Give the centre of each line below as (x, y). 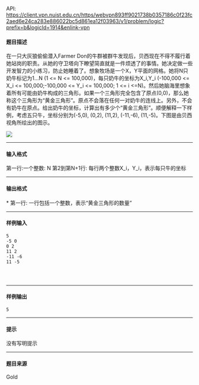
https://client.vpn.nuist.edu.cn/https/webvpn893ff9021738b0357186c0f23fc (99, 15)
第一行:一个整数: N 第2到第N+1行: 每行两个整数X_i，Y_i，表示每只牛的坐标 (96, 168)
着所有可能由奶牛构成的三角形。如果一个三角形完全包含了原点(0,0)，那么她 (98, 93)
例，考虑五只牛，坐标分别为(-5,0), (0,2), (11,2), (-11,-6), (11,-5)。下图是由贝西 (99, 115)
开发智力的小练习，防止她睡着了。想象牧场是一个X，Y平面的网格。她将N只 (97, 71)
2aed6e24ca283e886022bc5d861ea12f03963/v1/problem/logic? (85, 21)
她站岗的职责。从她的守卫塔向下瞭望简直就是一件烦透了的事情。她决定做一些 (99, 63)
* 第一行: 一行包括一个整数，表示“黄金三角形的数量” (69, 203)
